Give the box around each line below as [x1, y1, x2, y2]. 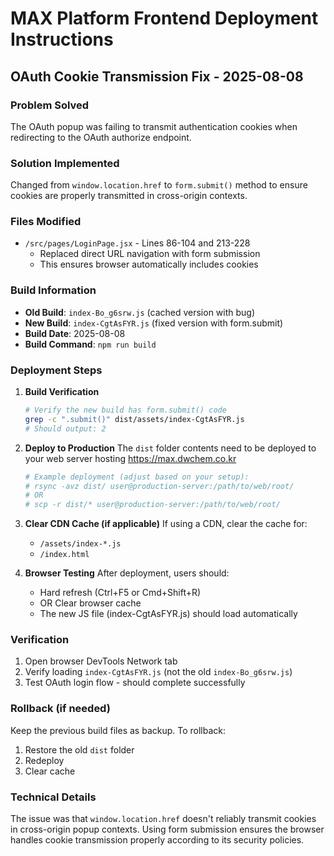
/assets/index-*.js [39, 539, 122, 549]
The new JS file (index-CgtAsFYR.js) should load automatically [39, 608, 298, 620]
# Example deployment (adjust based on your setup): [24, 472, 250, 482]
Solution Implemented [10, 156, 120, 170]
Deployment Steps [10, 363, 103, 377]
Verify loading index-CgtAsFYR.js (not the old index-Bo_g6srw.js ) [24, 666, 293, 678]
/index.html [39, 550, 90, 560]
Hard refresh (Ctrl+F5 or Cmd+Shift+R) [39, 587, 202, 599]
